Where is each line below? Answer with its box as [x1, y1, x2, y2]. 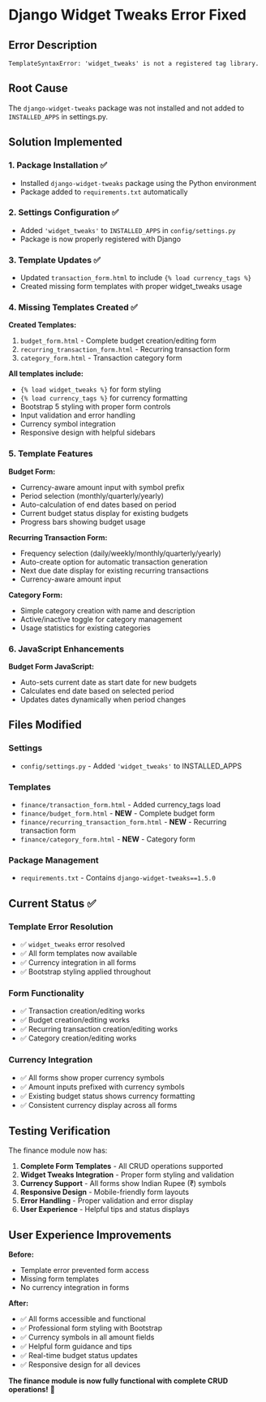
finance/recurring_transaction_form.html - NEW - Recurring [19, 816, 227, 826]
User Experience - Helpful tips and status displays [19, 1205, 190, 1214]
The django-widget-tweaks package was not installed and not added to [8, 103, 245, 113]
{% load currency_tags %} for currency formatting [19, 393, 188, 403]
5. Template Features [8, 448, 93, 460]
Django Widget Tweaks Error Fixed [8, 6, 247, 24]
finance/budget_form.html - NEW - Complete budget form [19, 808, 216, 818]
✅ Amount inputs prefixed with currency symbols [19, 1082, 185, 1092]
